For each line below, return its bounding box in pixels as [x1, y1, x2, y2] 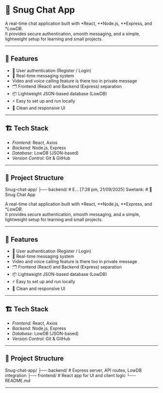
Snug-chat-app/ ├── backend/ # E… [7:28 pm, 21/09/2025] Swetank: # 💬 [5, 187, 152, 193]
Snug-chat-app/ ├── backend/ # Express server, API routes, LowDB [5, 367, 142, 373]
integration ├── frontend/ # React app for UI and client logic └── [5, 372, 136, 378]
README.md [5, 377, 31, 383]
